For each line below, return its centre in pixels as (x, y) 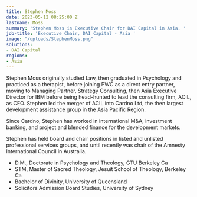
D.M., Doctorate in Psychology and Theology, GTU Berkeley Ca (91, 163)
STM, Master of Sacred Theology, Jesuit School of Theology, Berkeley (100, 169)
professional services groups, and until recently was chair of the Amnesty (96, 145)
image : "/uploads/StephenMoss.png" (50, 39)
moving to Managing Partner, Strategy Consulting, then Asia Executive (91, 91)
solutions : (19, 45)
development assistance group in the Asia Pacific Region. (76, 109)
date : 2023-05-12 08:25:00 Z (42, 17)
